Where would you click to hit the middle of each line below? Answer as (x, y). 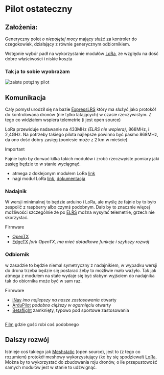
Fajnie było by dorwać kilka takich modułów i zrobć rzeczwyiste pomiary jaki (82, 159)
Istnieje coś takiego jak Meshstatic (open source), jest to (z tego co (73, 351)
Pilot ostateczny (39, 9)
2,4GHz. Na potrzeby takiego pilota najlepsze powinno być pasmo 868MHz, (82, 135)
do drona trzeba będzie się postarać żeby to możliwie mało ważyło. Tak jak (81, 270)
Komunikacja (25, 97)
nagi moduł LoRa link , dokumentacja (49, 179)
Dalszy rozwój (27, 340)
